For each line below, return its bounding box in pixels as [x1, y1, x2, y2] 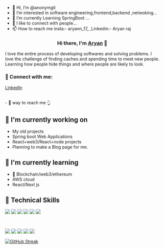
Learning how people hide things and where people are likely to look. [5, 61, 144, 67]
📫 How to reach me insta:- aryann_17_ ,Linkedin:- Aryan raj [12, 26, 131, 31]
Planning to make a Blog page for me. [12, 144, 88, 150]
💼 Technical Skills [5, 196, 60, 204]
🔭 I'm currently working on [5, 115, 88, 124]
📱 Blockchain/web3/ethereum [12, 171, 72, 177]
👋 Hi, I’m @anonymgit [12, 5, 56, 10]
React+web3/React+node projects [12, 139, 82, 145]
